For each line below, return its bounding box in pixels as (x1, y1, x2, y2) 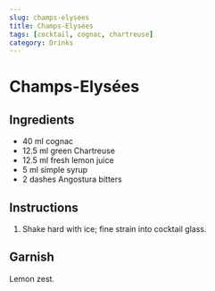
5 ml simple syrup (21, 165, 88, 175)
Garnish (9, 250, 55, 265)
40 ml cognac (21, 136, 74, 147)
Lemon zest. (9, 273, 55, 284)
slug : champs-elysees (9, 13, 90, 22)
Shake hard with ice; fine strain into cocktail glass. (21, 224, 207, 235)
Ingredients (9, 112, 75, 127)
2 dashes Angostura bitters (21, 174, 122, 184)
